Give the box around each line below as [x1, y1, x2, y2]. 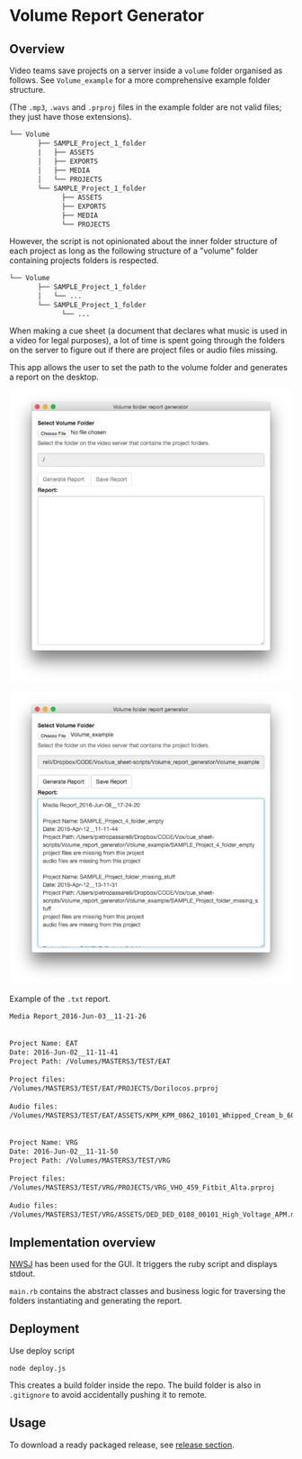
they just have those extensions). [9, 112, 132, 122]
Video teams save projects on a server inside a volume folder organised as [9, 65, 283, 76]
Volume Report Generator [9, 5, 205, 26]
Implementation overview [9, 1235, 155, 1250]
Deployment [9, 1321, 80, 1336]
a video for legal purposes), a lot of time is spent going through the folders [9, 335, 286, 345]
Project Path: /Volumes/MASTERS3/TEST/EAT [9, 1057, 171, 1066]
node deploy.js [9, 1363, 67, 1372]
